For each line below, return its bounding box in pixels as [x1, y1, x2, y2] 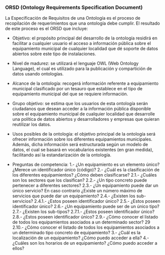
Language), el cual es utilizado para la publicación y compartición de [12, 66, 152, 72]
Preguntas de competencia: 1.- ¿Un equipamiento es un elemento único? [12, 162, 160, 168]
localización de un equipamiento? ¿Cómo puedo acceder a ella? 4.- [12, 235, 149, 241]
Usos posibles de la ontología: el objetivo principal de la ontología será [12, 131, 156, 137]
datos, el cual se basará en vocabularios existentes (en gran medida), [12, 147, 154, 153]
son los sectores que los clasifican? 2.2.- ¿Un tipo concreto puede [12, 177, 147, 183]
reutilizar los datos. [12, 121, 51, 127]
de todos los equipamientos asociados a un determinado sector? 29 [12, 219, 150, 225]
